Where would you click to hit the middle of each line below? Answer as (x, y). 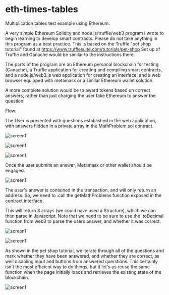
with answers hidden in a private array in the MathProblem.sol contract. (79, 126)
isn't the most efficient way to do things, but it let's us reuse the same (78, 267)
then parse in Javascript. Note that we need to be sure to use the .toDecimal (84, 216)
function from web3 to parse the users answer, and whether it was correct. (83, 221)
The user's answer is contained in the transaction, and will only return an (81, 190)
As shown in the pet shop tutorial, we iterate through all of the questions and (85, 251)
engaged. (15, 170)
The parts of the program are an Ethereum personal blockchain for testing (82, 64)
